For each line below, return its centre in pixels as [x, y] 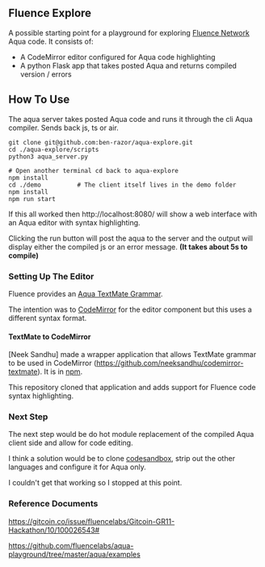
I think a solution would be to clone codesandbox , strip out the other [122, 459]
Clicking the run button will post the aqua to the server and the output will [130, 238]
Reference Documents [53, 504]
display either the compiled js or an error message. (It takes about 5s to [128, 246]
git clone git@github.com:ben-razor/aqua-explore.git [101, 142]
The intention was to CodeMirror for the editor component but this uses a [130, 309]
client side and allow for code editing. [71, 443]
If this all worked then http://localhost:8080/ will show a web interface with [133, 214]
